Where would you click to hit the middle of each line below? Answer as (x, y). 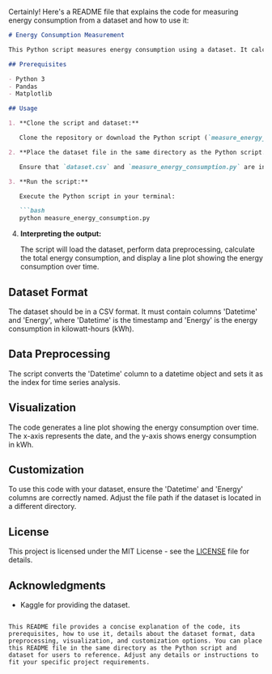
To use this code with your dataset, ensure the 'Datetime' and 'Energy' (126, 490)
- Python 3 (27, 79)
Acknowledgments (57, 585)
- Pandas (23, 87)
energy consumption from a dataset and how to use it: (99, 20)
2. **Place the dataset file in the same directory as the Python (123, 152)
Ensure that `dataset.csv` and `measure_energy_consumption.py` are (137, 167)
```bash (32, 211)
